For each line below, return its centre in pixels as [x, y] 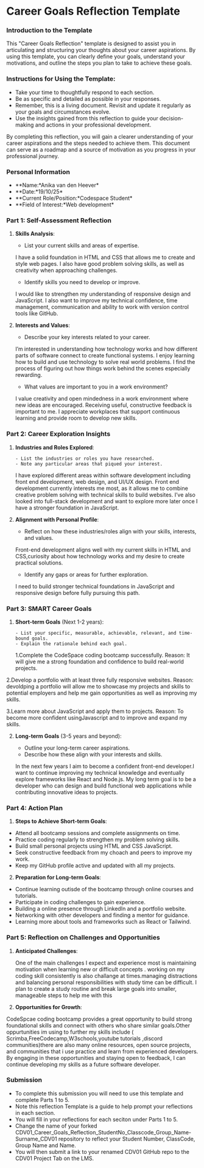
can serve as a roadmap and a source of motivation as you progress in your [101, 149]
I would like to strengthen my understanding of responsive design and [103, 294]
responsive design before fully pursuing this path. [77, 593]
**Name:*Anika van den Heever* [57, 185]
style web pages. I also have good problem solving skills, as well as [100, 264]
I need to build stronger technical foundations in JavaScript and [95, 586]
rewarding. [29, 375]
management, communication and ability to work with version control [102, 307]
